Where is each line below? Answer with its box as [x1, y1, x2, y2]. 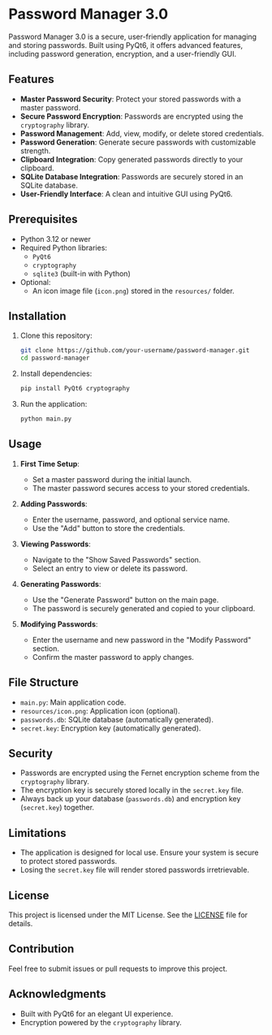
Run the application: [19, 399, 88, 408]
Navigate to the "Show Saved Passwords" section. [32, 554, 201, 564]
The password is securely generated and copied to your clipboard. [32, 603, 256, 613]
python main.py [19, 415, 72, 423]
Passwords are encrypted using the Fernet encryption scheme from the [19, 768, 260, 778]
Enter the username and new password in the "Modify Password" [32, 635, 252, 645]
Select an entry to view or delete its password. [32, 563, 188, 573]
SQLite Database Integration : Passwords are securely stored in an [19, 171, 244, 181]
